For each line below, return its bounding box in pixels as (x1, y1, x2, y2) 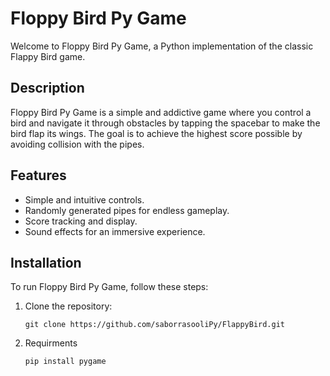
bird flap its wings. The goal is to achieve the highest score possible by (10, 127, 303, 139)
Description (10, 80, 85, 97)
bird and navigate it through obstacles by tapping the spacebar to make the (10, 117, 321, 129)
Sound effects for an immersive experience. (24, 225, 206, 237)
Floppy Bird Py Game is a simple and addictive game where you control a (10, 106, 312, 118)
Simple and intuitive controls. (24, 193, 145, 206)
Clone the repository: (24, 300, 113, 312)
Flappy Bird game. (10, 50, 86, 62)
